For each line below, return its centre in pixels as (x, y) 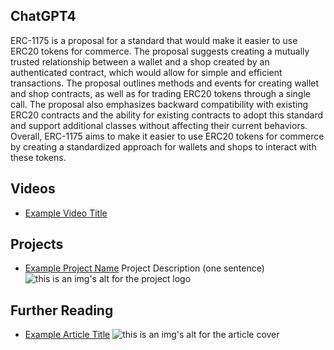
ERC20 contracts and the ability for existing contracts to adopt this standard (167, 115)
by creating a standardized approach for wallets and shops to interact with (163, 146)
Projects (37, 244)
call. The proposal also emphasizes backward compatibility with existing (159, 104)
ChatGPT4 (43, 16)
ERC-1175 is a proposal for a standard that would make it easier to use (154, 40)
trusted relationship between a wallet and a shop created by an (140, 61)
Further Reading (62, 310)
